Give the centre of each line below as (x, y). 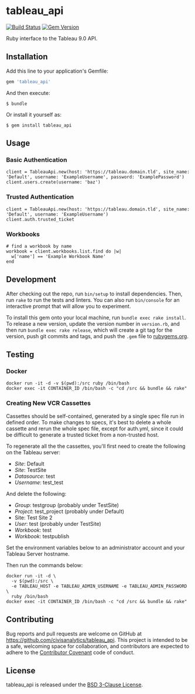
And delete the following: (36, 494)
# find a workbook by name (39, 246)
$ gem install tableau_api (39, 125)
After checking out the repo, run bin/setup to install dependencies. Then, (94, 294)
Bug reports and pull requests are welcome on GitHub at (74, 634)
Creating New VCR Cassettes (48, 403)
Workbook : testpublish (42, 536)
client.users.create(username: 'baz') (53, 182)
